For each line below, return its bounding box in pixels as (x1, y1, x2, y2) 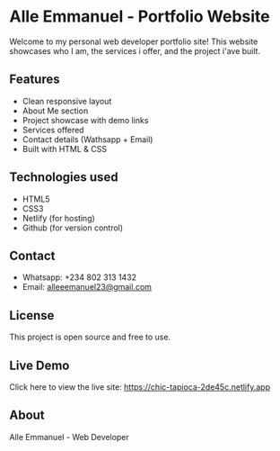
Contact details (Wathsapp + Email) (22, 133, 153, 145)
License (9, 308, 55, 323)
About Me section (22, 105, 89, 116)
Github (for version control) (22, 222, 124, 233)
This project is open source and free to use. (9, 331, 171, 343)
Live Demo (9, 357, 70, 373)
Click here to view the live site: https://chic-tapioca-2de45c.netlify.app (9, 382, 271, 392)
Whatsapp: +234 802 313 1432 (22, 272, 137, 283)
